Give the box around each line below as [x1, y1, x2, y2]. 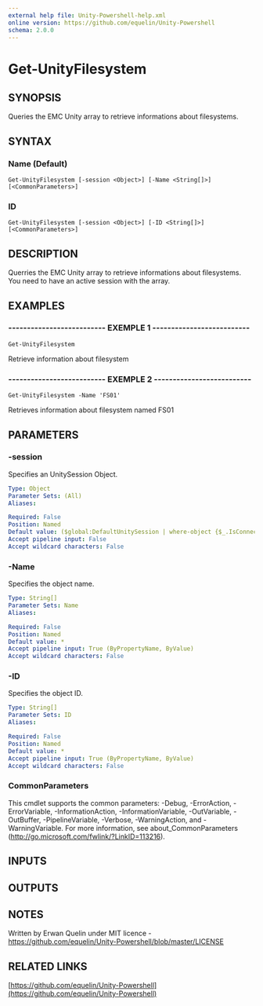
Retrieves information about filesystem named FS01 [8, 405, 175, 415]
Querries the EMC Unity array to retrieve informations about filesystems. [8, 268, 241, 277]
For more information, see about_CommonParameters [65, 823, 239, 832]
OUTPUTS [8, 881, 59, 894]
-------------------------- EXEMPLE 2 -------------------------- [8, 374, 252, 385]
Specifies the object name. [8, 579, 95, 589]
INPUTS [8, 854, 47, 868]
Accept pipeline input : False [8, 536, 107, 543]
